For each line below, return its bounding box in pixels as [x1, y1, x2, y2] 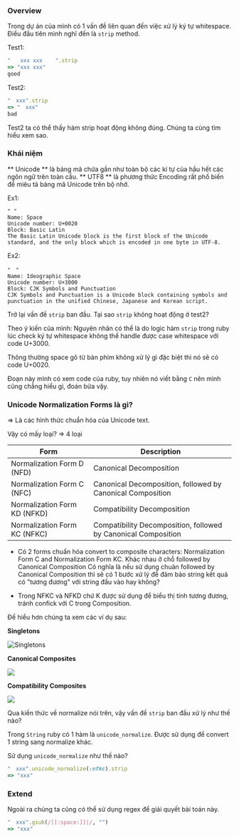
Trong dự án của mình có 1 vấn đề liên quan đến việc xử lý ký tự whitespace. [7, 22, 231, 31]
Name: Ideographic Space [7, 272, 81, 280]
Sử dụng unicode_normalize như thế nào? [7, 752, 128, 760]
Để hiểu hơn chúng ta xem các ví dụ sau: [7, 613, 127, 622]
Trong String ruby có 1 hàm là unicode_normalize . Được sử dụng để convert [7, 730, 229, 739]
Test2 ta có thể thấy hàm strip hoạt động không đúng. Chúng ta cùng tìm [7, 123, 221, 132]
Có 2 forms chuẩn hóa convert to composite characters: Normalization [17, 548, 225, 556]
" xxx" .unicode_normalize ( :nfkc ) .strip [7, 765, 128, 772]
